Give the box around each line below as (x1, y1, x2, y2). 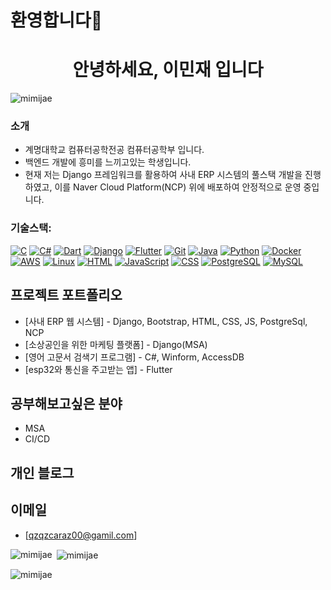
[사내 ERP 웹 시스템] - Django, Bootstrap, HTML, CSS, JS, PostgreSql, (24, 315, 308, 327)
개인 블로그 (10, 464, 75, 481)
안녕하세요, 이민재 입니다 (72, 59, 264, 81)
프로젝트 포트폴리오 (10, 287, 123, 304)
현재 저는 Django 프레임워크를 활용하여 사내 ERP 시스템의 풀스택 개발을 (24, 169, 303, 181)
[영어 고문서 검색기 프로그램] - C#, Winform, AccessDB (24, 351, 245, 363)
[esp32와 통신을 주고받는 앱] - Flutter (24, 363, 173, 375)
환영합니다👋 (10, 9, 103, 32)
